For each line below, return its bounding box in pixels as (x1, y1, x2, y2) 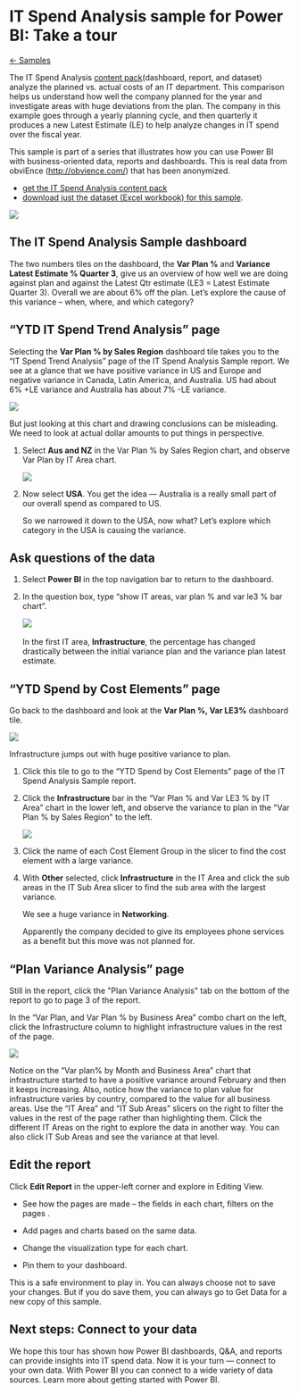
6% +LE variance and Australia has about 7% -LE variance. (9, 384, 228, 395)
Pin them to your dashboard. (21, 1259, 128, 1270)
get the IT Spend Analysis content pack (21, 182, 168, 193)
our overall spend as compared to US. (21, 497, 162, 508)
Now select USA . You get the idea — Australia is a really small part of (21, 488, 277, 499)
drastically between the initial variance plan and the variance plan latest (21, 646, 286, 657)
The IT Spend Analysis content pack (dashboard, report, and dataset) (9, 71, 262, 82)
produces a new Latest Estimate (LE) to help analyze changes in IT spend (9, 119, 279, 130)
